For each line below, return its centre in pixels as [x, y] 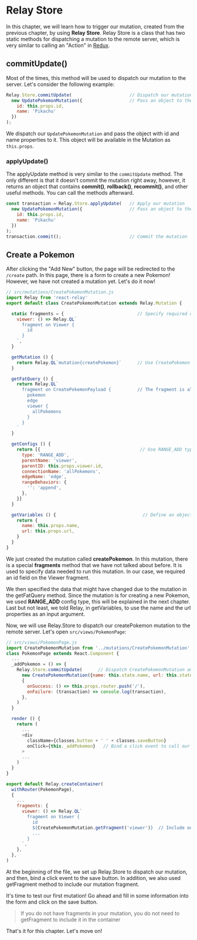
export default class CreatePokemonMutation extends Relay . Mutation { [94, 303]
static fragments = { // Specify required [99, 314]
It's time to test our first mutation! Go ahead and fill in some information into [97, 895]
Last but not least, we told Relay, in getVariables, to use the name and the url [98, 608]
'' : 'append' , [44, 488]
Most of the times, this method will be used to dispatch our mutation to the [96, 78]
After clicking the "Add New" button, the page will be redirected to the [91, 269]
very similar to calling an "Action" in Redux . [58, 45]
